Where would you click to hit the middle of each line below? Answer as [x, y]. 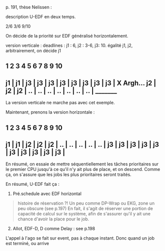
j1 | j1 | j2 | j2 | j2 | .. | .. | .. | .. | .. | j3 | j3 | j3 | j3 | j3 [82, 145]
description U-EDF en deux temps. [41, 17]
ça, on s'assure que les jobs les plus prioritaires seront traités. [69, 174]
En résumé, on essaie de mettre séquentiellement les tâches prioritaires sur [82, 164]
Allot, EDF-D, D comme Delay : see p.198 [54, 229]
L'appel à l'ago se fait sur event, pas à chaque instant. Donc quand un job [80, 238]
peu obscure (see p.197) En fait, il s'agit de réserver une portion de [85, 209]
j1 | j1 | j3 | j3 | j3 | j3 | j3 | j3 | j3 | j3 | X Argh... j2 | [81, 83]
